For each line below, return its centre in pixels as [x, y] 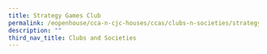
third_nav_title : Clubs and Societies [72, 38]
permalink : [26, 23]
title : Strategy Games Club [55, 15]
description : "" [35, 30]
